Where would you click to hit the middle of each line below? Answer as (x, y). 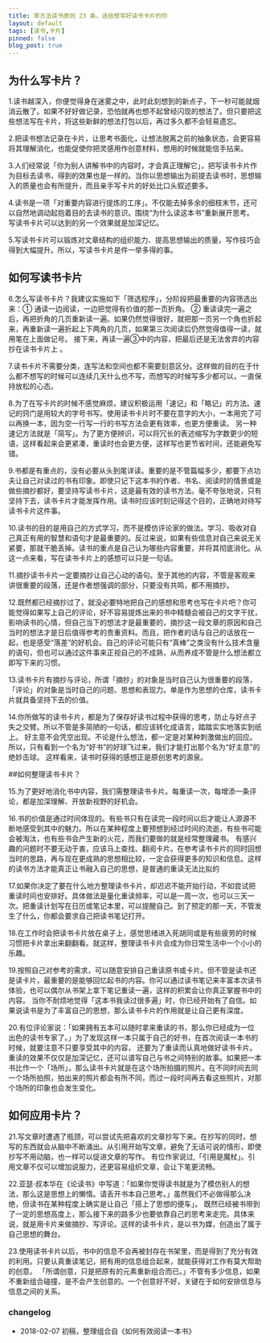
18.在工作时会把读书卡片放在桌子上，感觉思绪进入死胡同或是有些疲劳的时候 (133, 933)
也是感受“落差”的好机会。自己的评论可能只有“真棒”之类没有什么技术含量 (141, 642)
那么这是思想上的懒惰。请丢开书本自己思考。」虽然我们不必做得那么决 (137, 1193)
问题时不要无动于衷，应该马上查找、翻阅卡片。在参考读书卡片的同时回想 (142, 848)
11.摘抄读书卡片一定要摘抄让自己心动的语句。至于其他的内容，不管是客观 (129, 575)
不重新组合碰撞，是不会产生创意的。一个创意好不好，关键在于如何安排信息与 (135, 1281)
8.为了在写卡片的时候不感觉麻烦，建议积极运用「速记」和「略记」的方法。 (131, 403)
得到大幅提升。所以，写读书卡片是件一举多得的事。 (93, 249)
